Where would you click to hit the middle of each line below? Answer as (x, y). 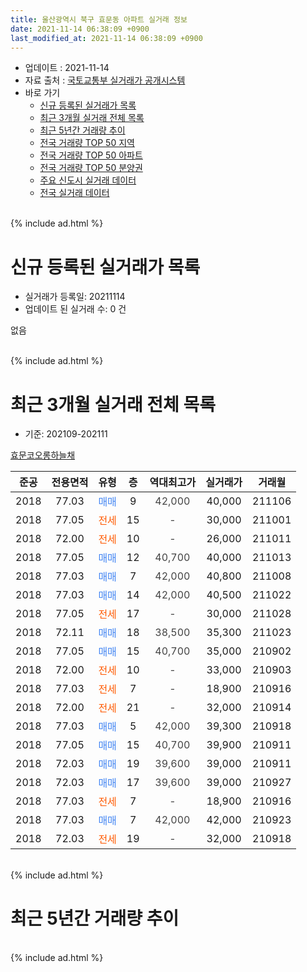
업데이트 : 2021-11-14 (67, 68)
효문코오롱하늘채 (43, 455)
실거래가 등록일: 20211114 (75, 297)
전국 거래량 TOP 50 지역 (87, 143)
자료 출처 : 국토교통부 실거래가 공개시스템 (105, 80)
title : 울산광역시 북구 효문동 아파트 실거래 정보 (99, 19)
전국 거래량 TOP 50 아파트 (91, 155)
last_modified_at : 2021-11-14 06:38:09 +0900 (106, 38)
